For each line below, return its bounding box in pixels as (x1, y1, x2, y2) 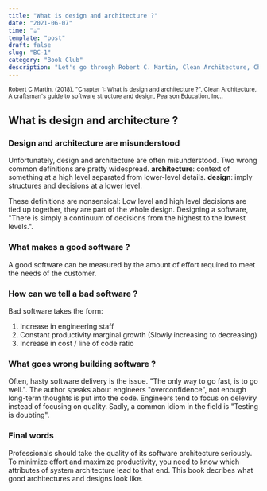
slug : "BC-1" (8, 49, 52, 57)
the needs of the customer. (8, 268, 97, 278)
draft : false (8, 41, 52, 49)
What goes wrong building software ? (8, 358, 157, 369)
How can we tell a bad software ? (8, 288, 138, 299)
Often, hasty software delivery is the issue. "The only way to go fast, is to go (8, 376, 258, 386)
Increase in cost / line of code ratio (19, 339, 134, 349)
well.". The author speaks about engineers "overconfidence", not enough (8, 385, 246, 395)
